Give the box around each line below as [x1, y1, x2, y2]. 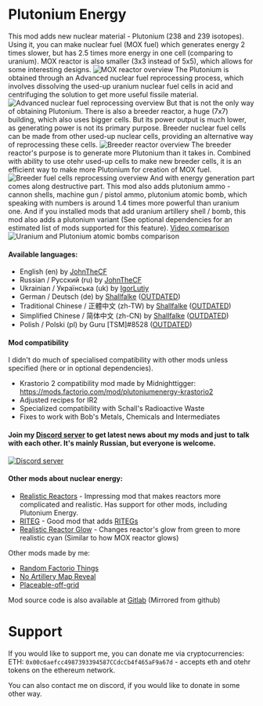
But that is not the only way [166, 98, 254, 107]
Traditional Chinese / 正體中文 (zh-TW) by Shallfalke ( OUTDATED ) [19, 301, 232, 311]
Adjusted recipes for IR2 [19, 395, 98, 405]
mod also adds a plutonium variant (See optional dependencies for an [8, 214, 232, 224]
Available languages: [8, 249, 78, 259]
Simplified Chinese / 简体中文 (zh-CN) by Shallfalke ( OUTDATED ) [19, 311, 229, 321]
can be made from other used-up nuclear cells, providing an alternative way [8, 131, 254, 140]
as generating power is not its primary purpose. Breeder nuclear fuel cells [8, 123, 247, 133]
